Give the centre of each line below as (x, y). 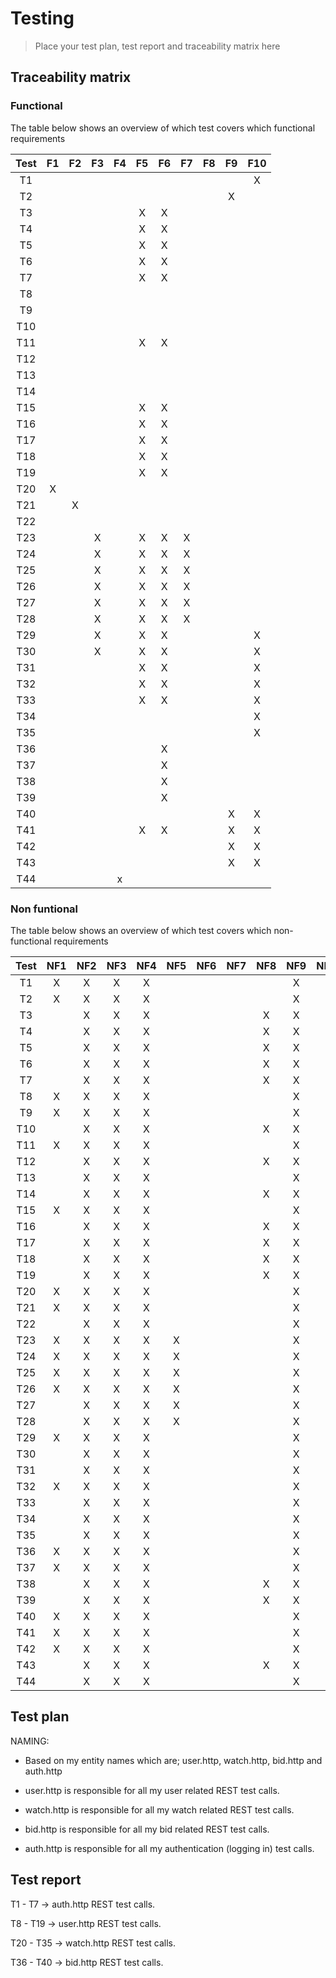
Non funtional (44, 909)
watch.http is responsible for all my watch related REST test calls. (159, 1809)
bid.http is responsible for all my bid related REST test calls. (147, 1829)
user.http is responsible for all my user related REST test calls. (152, 1790)
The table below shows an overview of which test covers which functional (163, 128)
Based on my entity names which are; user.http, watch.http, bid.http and (173, 1760)
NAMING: (30, 1741)
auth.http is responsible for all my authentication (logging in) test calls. (169, 1848)
